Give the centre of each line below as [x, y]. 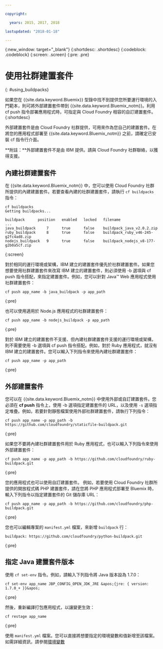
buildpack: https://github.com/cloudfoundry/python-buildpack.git [74, 536]
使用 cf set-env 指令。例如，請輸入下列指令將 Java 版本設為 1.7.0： [73, 574]
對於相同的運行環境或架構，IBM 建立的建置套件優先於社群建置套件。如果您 [80, 265]
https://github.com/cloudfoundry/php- [114, 504]
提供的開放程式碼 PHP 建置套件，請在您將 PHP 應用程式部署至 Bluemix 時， [81, 488]
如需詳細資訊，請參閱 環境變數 [35, 642]
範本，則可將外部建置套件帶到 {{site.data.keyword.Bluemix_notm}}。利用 [82, 106]
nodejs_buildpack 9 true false [50, 241]
